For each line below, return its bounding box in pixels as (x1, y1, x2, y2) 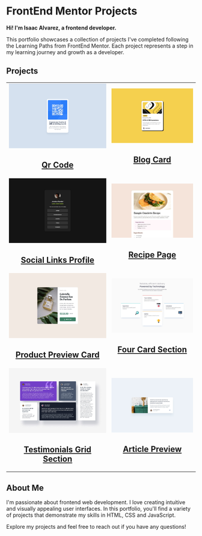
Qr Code (41, 160, 74, 170)
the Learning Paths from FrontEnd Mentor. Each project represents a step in (6, 42, 194, 49)
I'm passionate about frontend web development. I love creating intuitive (6, 499, 186, 506)
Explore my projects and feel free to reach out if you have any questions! (6, 523, 186, 530)
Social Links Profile (20, 254, 95, 265)
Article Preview (123, 444, 182, 454)
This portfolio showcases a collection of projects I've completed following (6, 35, 189, 43)
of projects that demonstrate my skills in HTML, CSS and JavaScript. (6, 511, 176, 519)
